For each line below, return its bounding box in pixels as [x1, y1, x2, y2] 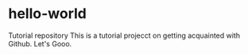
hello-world [8, 5, 87, 23]
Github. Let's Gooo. [8, 38, 72, 48]
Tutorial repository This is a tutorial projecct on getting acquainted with [8, 31, 241, 40]
